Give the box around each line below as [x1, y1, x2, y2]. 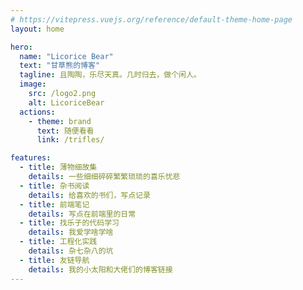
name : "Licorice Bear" [19, 51, 114, 61]
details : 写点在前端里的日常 [28, 209, 137, 219]
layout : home [10, 24, 65, 34]
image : [19, 79, 47, 90]
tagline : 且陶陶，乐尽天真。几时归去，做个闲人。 [19, 70, 202, 80]
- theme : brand [28, 116, 92, 126]
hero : [10, 42, 33, 52]
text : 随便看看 [36, 126, 95, 136]
